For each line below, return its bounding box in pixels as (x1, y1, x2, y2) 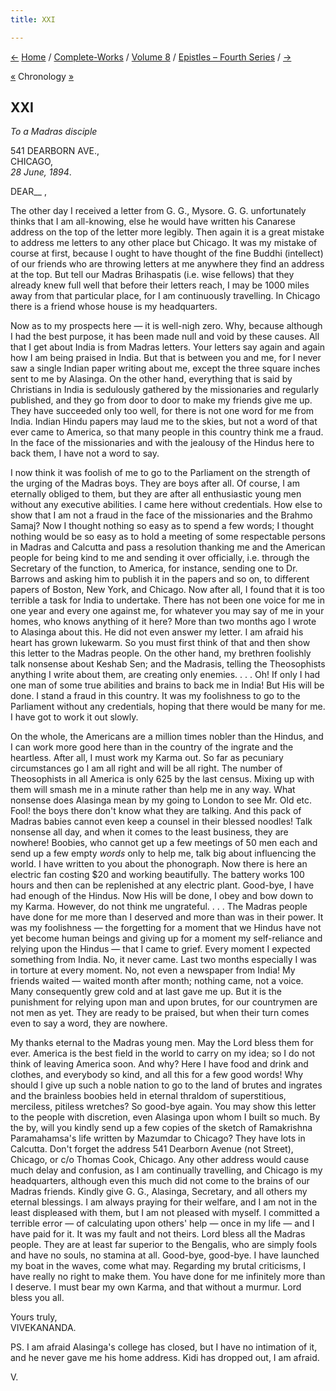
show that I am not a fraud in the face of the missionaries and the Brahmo (10, 509, 313, 521)
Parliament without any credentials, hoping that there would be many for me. (10, 701, 326, 713)
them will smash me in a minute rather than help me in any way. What (10, 784, 296, 796)
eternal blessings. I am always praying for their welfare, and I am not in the (10, 1196, 318, 1208)
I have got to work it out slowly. (10, 711, 139, 723)
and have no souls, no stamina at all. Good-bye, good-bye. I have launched (10, 1249, 320, 1261)
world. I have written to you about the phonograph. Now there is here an (10, 858, 308, 870)
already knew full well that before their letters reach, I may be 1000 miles (10, 279, 310, 291)
